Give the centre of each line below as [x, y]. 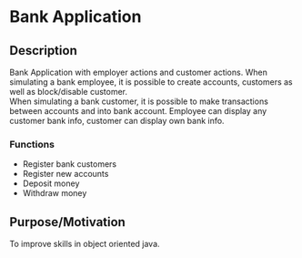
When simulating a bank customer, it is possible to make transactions [139, 101]
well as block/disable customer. [68, 92]
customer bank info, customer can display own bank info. [117, 121]
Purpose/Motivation [67, 222]
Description [43, 51]
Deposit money [51, 183]
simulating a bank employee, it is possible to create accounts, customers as [151, 82]
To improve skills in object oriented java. [85, 244]
